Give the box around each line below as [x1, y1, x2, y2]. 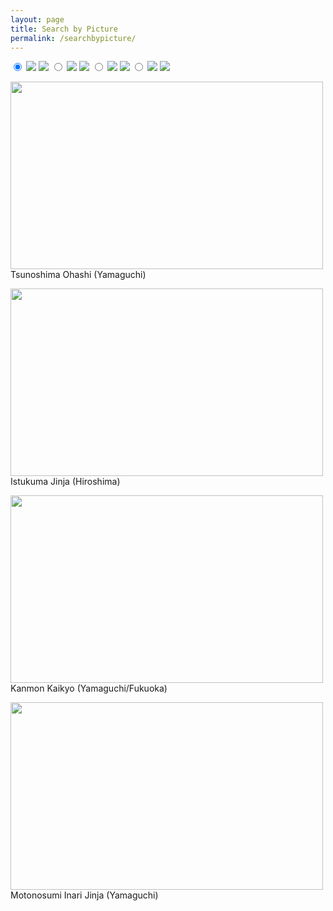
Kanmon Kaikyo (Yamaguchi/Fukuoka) [10, 682, 168, 695]
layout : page [10, 14, 65, 25]
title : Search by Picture [10, 24, 118, 34]
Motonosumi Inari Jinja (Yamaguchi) [10, 889, 159, 901]
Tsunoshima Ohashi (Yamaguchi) [10, 269, 147, 281]
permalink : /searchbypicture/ [10, 33, 137, 43]
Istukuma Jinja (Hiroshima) [10, 476, 121, 488]
